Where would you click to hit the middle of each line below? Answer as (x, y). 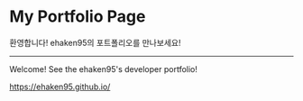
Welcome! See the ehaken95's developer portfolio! (104, 69)
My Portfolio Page (78, 17)
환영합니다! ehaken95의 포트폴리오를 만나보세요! (95, 42)
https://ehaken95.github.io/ (60, 87)
